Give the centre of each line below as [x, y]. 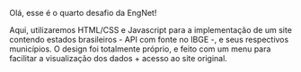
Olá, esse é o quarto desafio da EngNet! [83, 13]
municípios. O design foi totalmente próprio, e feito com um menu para [140, 49]
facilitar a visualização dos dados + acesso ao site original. [118, 58]
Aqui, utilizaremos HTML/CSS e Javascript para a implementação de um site [150, 30]
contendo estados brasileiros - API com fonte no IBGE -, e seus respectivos [149, 40]
